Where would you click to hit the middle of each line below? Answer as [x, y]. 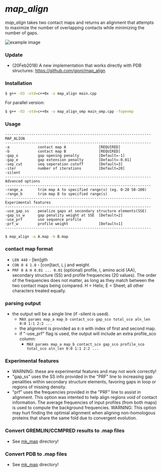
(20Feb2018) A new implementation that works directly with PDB [77, 66]
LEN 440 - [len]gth [30, 260]
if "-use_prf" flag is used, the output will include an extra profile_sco [88, 334]
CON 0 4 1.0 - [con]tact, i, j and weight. [51, 264]
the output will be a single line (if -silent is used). [61, 314]
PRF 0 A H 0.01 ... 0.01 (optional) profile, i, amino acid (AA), [74, 270]
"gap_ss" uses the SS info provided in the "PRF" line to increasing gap [82, 377]
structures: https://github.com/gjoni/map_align [59, 71]
